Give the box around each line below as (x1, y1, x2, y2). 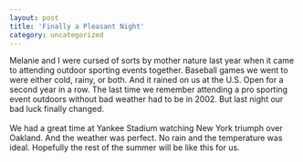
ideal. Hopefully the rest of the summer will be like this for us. (9, 142, 240, 153)
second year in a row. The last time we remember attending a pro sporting (9, 84, 288, 96)
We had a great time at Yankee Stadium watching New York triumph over (9, 123, 283, 134)
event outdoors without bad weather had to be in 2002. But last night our (9, 94, 284, 105)
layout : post (9, 13, 59, 23)
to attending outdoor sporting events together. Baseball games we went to (9, 65, 289, 76)
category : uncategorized (9, 30, 104, 39)
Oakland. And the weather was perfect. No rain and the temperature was (9, 133, 283, 144)
